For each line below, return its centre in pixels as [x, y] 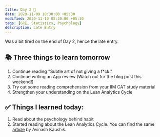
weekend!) [23, 82]
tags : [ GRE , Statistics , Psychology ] [43, 23]
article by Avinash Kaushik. [39, 129]
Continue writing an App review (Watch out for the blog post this [77, 76]
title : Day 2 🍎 [20, 9]
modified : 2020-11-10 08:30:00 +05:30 [44, 18]
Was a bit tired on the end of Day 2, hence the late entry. [62, 41]
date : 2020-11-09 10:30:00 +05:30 [40, 14]
